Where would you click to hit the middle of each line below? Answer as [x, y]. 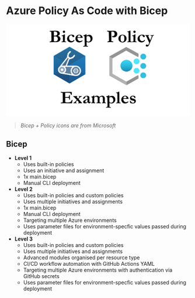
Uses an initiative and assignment [64, 170]
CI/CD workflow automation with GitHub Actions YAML [89, 264]
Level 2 [24, 189]
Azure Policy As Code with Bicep [87, 11]
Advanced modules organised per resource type [81, 258]
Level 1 [23, 158]
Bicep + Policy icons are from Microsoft [68, 126]
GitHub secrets [41, 276]
